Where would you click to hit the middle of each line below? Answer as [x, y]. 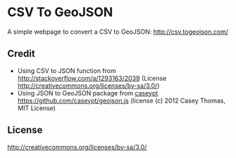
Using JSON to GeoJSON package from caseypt [88, 93]
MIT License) [37, 108]
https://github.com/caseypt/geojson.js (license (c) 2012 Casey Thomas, [122, 100]
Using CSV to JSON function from [67, 70]
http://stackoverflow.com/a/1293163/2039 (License [92, 78]
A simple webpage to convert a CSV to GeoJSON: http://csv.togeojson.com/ [118, 32]
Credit [21, 54]
